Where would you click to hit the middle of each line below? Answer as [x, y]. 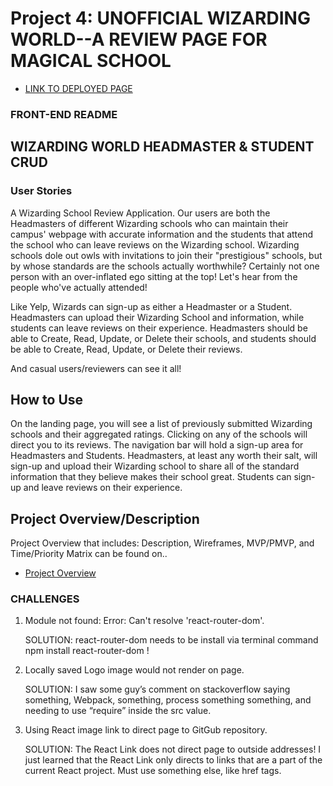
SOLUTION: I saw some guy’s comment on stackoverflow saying [157, 689]
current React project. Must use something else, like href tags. [153, 771]
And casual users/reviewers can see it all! [96, 368]
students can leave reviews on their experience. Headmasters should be [159, 328]
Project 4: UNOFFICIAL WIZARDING [160, 18]
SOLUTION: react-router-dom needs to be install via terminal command [171, 640]
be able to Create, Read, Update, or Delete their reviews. [126, 349]
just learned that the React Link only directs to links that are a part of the [173, 760]
